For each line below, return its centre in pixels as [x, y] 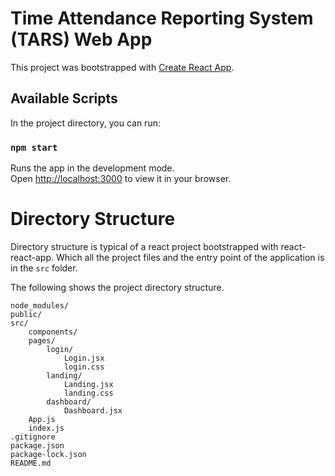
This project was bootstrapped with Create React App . [122, 67]
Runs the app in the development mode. [92, 168]
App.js [42, 419]
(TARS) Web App [81, 39]
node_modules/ [40, 305]
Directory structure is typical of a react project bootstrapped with [144, 246]
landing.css [88, 393]
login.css [84, 367]
